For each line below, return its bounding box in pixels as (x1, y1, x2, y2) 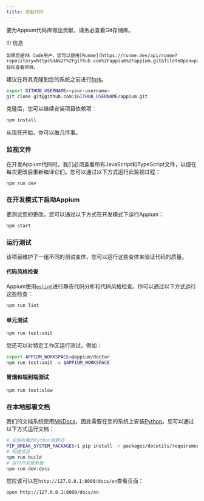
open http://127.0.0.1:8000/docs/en (6, 489, 99, 496)
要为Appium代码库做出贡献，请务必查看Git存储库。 (6, 26, 134, 33)
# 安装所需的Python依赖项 (6, 437, 65, 443)
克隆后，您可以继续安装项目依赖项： (6, 105, 97, 112)
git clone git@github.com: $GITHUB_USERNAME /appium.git (6, 93, 148, 99)
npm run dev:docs (6, 465, 50, 472)
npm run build (6, 454, 42, 460)
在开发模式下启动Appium (6, 195, 80, 204)
